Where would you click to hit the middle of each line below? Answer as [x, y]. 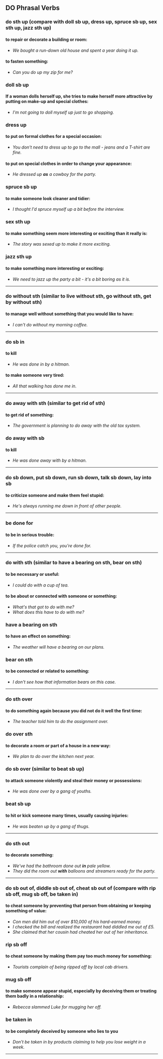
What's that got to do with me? [43, 607]
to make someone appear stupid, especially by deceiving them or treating [81, 991]
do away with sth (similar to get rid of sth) [55, 403]
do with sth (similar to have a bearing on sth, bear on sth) [74, 563]
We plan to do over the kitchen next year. [53, 756]
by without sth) [24, 302]
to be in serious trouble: [30, 535]
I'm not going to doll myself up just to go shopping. [63, 112]
